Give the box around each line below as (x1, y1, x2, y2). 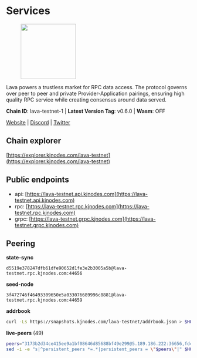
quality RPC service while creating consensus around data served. (6, 96, 167, 103)
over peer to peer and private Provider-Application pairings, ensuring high (6, 90, 185, 97)
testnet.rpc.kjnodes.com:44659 (6, 298, 83, 303)
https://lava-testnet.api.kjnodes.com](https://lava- (26, 190, 148, 197)
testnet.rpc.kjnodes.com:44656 (6, 271, 83, 276)
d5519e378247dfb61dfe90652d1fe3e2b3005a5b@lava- (6, 265, 127, 271)
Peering (6, 238, 36, 248)
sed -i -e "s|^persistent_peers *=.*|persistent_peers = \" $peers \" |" (6, 346, 182, 353)
